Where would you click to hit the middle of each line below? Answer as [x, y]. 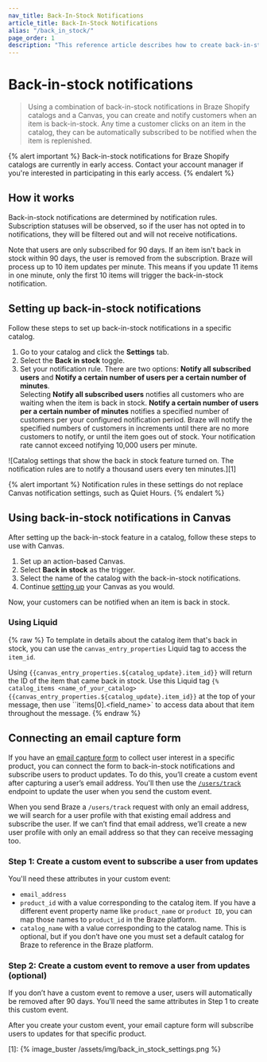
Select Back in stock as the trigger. [77, 569]
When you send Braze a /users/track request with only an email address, [129, 807]
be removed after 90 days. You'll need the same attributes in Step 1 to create [134, 1001]
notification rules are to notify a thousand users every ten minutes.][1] [122, 469]
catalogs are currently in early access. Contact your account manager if [126, 165]
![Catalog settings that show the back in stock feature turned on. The [121, 460]
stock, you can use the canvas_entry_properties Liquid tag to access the [128, 648]
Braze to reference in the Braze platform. [86, 945]
